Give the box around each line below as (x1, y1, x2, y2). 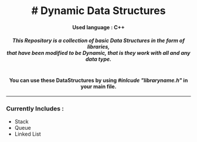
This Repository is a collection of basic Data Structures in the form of (12, 37, 185, 44)
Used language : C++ (72, 23, 125, 30)
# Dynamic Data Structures (31, 4, 166, 18)
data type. (85, 56, 112, 63)
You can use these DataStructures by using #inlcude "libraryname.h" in (9, 77, 188, 84)
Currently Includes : (6, 105, 64, 113)
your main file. (80, 83, 117, 90)
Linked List (14, 130, 41, 137)
